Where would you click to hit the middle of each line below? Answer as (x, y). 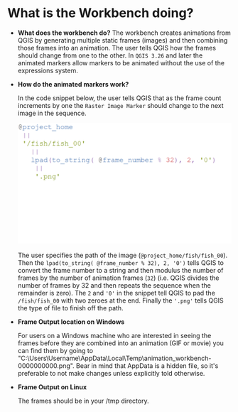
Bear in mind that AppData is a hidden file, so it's (147, 365)
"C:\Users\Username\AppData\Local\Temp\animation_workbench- (114, 358)
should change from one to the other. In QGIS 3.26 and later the (110, 55)
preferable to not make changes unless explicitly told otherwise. (111, 373)
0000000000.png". (46, 365)
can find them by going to (55, 350)
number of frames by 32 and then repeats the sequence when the (114, 285)
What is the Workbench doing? (101, 13)
